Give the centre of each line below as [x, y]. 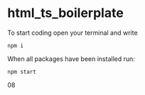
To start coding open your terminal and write [72, 33]
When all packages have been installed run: [71, 59]
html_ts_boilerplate [66, 13]
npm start [22, 72]
